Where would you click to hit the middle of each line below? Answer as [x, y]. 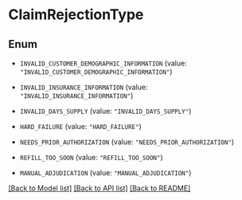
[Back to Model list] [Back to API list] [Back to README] [100, 188]
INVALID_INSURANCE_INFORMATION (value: [84, 87]
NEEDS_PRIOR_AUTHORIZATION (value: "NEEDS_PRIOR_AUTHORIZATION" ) [127, 142]
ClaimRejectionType [76, 15]
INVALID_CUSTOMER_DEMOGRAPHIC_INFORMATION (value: [103, 63]
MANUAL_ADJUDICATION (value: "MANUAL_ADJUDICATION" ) [105, 173]
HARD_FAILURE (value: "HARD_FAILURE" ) [80, 126]
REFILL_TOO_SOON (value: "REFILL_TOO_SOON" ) [91, 157]
